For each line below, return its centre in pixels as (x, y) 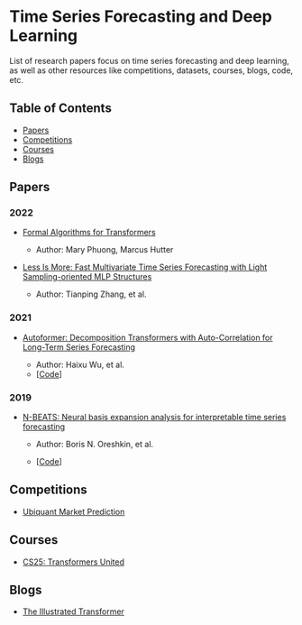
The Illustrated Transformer (73, 611)
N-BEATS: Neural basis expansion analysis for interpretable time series (154, 418)
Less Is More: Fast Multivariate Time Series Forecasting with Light (145, 267)
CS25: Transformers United (73, 562)
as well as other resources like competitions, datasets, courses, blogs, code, (151, 70)
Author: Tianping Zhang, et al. (91, 294)
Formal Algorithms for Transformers (89, 233)
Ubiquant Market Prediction (73, 511)
